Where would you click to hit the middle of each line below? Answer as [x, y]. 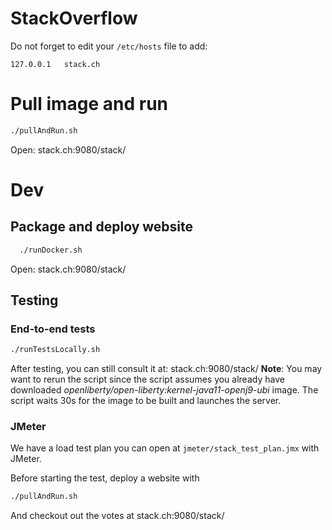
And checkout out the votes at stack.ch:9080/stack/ [117, 516]
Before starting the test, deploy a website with [105, 478]
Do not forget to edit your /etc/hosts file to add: [109, 46]
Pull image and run [89, 104]
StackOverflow [74, 18]
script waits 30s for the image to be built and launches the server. [146, 401]
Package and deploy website [102, 227]
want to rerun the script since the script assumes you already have [147, 379]
